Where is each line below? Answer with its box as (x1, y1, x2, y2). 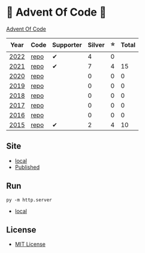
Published (14, 163, 40, 171)
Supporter (52, 41, 82, 49)
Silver (87, 41, 105, 49)
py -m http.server (6, 197, 52, 203)
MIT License (14, 240, 46, 248)
